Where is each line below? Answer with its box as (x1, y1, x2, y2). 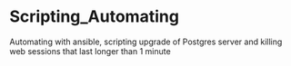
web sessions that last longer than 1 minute (9, 45, 171, 56)
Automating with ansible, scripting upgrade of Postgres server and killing (9, 36, 283, 47)
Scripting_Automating (9, 6, 180, 27)
